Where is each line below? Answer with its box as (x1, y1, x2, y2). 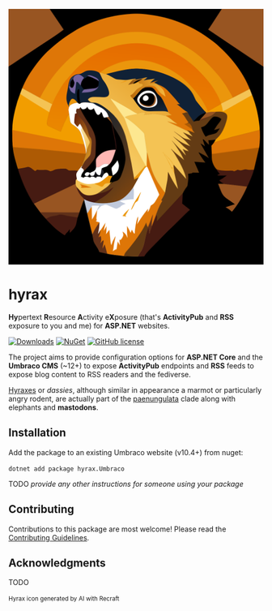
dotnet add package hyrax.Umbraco (8, 464, 125, 473)
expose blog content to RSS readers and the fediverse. (8, 369, 192, 379)
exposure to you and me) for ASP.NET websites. (8, 321, 170, 330)
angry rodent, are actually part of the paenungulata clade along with (8, 394, 236, 403)
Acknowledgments (8, 556, 107, 570)
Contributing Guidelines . (8, 532, 90, 542)
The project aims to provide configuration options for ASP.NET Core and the (8, 352, 263, 362)
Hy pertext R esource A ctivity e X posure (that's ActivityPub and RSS (8, 312, 235, 321)
